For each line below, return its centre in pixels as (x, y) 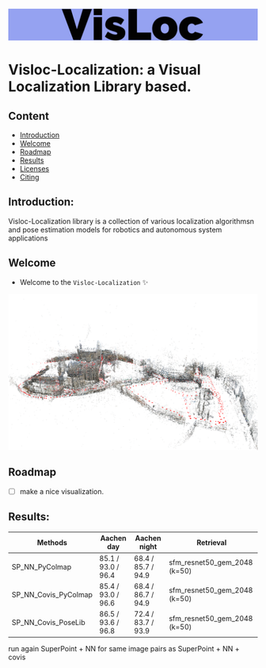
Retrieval (212, 542)
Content (29, 116)
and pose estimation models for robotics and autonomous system (115, 229)
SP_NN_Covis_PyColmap (52, 594)
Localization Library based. (100, 87)
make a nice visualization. (62, 491)
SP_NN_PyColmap (42, 566)
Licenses (34, 168)
